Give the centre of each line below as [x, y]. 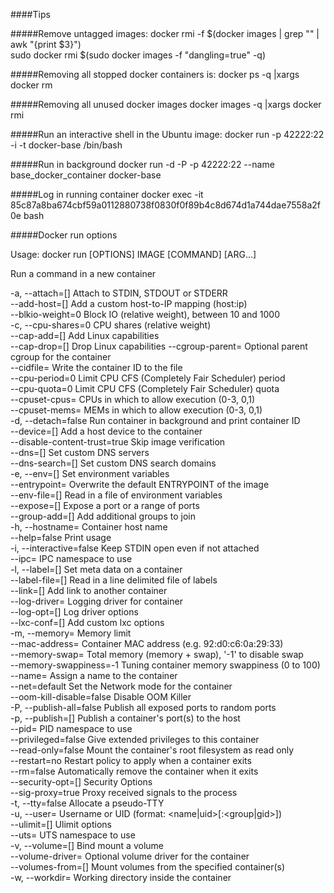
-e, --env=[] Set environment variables [90, 473]
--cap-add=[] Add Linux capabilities [85, 335]
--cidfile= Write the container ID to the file [96, 367]
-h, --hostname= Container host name [89, 527]
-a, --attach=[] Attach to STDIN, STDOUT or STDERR [119, 293]
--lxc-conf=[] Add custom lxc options [87, 622]
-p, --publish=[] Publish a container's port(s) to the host [125, 718]
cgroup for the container [61, 357]
